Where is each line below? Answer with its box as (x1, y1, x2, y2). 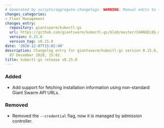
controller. (12, 118, 33, 124)
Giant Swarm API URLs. (12, 89, 60, 95)
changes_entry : (5, 21, 36, 26)
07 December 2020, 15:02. (9, 52, 62, 58)
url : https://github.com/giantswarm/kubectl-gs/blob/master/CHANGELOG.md (9, 30, 163, 35)
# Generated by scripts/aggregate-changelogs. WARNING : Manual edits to (5, 7, 156, 12)
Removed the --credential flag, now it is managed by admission (12, 113, 143, 119)
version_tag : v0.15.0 (9, 39, 54, 44)
